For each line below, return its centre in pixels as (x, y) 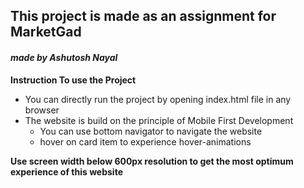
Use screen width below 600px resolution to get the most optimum (152, 161)
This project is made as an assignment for (143, 16)
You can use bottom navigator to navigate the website (151, 131)
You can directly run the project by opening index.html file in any (158, 99)
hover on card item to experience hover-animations (145, 141)
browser (42, 110)
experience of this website (66, 171)
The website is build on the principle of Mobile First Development (159, 120)
